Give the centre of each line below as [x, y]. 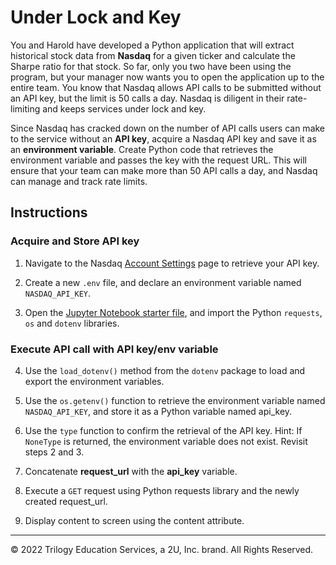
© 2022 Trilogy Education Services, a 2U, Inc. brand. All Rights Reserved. [162, 549]
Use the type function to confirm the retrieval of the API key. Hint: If [163, 430]
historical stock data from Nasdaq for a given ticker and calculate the [153, 55]
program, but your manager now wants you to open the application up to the [167, 77]
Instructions [49, 212]
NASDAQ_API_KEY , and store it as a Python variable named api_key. [158, 411]
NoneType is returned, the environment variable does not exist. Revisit [166, 441]
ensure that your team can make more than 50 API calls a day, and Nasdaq [164, 170]
